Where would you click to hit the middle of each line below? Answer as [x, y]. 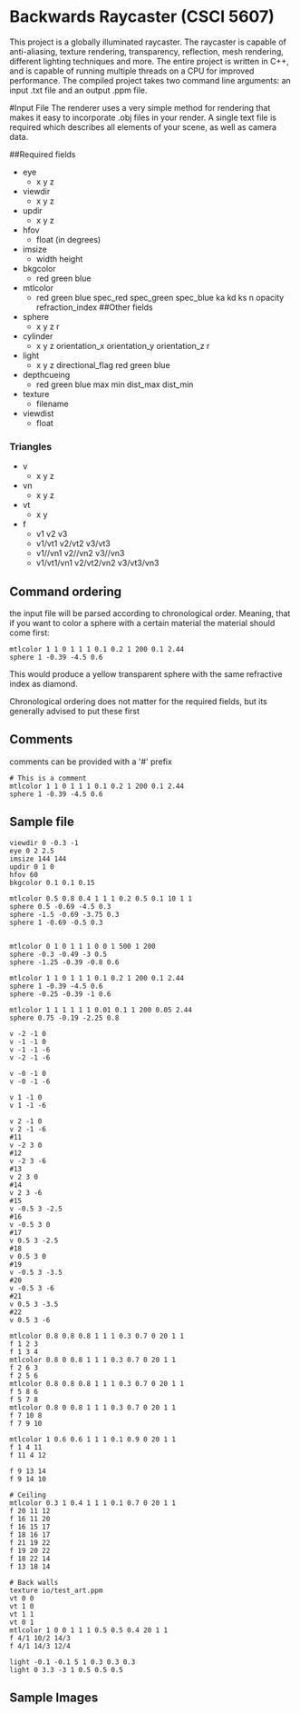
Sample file [42, 822]
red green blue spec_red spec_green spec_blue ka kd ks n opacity [160, 297]
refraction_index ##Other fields [95, 307]
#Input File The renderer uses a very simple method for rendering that [140, 107]
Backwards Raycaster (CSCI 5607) [142, 17]
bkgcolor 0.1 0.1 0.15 [52, 882]
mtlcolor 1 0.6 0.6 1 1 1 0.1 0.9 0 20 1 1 [93, 1439]
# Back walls [34, 1582]
